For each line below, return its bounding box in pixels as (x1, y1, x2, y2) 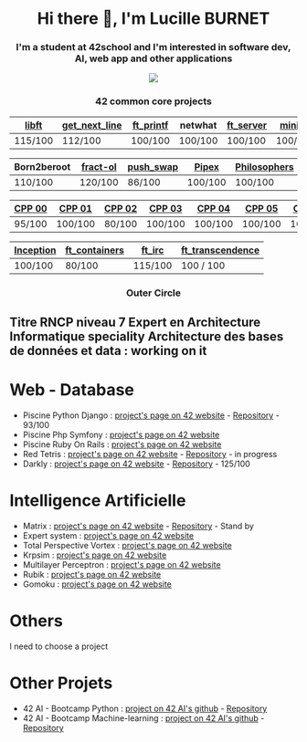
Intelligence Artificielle (9, 490, 186, 511)
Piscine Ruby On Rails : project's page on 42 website (22, 439, 222, 450)
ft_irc (141, 244, 164, 256)
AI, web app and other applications (74, 52, 233, 65)
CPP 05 (245, 202, 279, 214)
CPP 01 (58, 202, 93, 214)
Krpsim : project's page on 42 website (22, 549, 167, 560)
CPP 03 (149, 202, 183, 214)
